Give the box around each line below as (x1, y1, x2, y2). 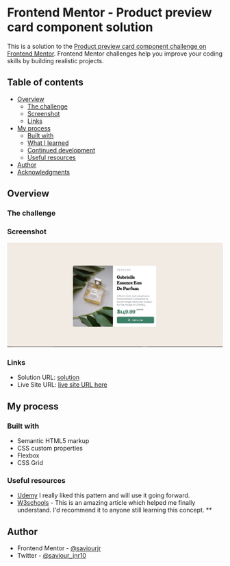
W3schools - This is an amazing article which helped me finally (16, 499, 196, 507)
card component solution (7, 19, 153, 35)
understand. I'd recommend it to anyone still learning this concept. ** (16, 506, 212, 514)
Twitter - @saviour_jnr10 (16, 552, 87, 560)
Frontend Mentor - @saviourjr (16, 544, 101, 552)
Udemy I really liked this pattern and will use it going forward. (16, 491, 190, 499)
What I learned (27, 139, 69, 147)
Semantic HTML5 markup (16, 436, 90, 444)
